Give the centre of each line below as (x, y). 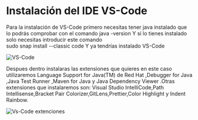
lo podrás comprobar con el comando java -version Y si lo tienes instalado (97, 33)
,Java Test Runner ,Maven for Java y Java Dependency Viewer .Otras (91, 81)
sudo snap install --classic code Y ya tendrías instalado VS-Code (85, 46)
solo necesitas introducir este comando (54, 39)
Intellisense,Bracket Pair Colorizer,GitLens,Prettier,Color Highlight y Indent (96, 94)
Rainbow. (17, 100)
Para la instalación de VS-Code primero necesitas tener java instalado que (97, 27)
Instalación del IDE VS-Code (77, 11)
